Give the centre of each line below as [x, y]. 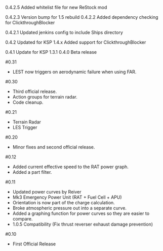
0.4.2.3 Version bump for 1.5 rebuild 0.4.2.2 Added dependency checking [82, 17]
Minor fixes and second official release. [54, 147]
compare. [23, 219]
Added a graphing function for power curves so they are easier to [81, 213]
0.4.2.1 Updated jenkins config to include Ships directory [64, 32]
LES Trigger [25, 127]
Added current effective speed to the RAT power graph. [71, 167]
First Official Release [34, 244]
